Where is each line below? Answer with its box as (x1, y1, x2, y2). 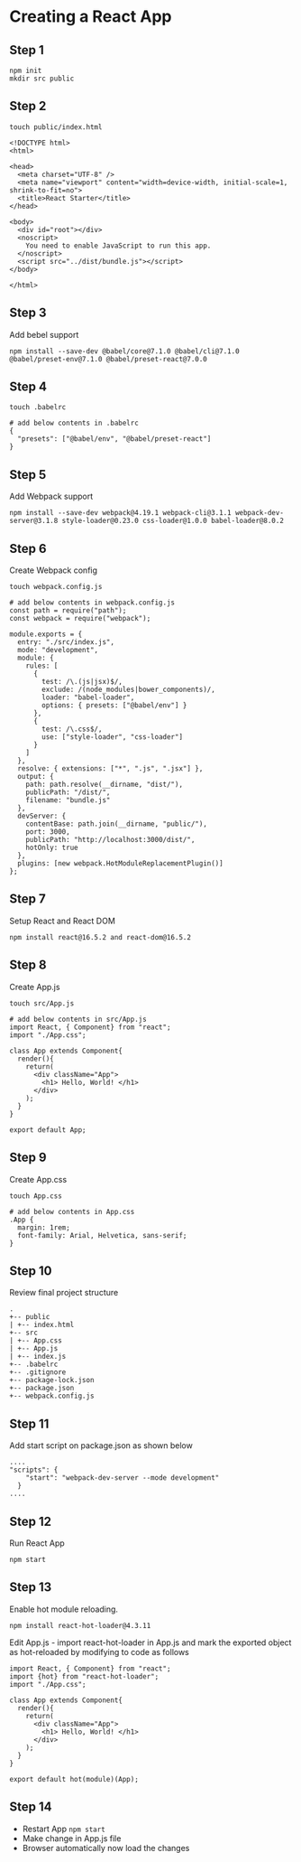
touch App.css (9, 1191, 63, 1201)
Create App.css (9, 1174, 68, 1184)
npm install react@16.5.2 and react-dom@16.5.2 (9, 932, 192, 941)
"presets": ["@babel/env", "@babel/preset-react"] (17, 435, 212, 444)
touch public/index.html (9, 122, 103, 132)
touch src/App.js (9, 998, 75, 1008)
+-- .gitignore (9, 1368, 67, 1377)
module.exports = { (9, 630, 83, 639)
